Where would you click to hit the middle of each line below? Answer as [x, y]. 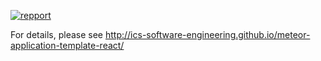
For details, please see [57, 34]
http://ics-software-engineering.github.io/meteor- [207, 34]
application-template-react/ [67, 45]
